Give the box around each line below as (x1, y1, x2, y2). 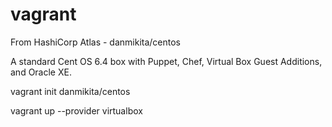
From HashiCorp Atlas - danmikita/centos (10, 36, 182, 48)
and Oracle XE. (10, 66, 72, 78)
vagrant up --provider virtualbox (10, 104, 143, 117)
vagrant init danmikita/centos (10, 85, 131, 97)
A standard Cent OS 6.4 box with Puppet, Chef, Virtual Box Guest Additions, (10, 55, 323, 67)
